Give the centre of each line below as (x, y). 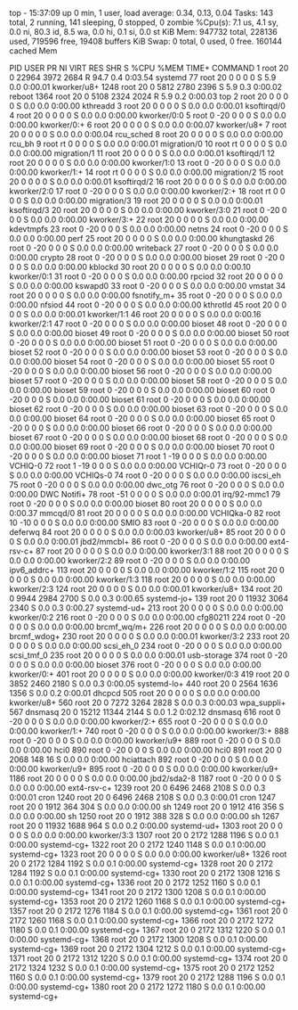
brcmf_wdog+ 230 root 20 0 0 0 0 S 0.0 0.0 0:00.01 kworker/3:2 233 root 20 (149, 636)
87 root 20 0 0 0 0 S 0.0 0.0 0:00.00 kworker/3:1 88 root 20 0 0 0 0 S (162, 551)
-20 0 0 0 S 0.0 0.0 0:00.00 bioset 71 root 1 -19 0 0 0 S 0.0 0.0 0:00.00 (138, 456)
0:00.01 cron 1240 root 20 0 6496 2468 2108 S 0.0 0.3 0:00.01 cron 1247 (143, 797)
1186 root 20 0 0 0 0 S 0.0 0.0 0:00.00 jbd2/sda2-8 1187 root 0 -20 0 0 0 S (145, 778)
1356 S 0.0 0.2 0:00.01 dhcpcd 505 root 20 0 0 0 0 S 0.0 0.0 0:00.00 (135, 693)
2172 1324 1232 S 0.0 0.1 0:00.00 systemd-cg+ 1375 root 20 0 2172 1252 (142, 968)
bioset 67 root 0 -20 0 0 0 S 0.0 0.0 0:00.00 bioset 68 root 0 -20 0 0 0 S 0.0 (149, 437)
